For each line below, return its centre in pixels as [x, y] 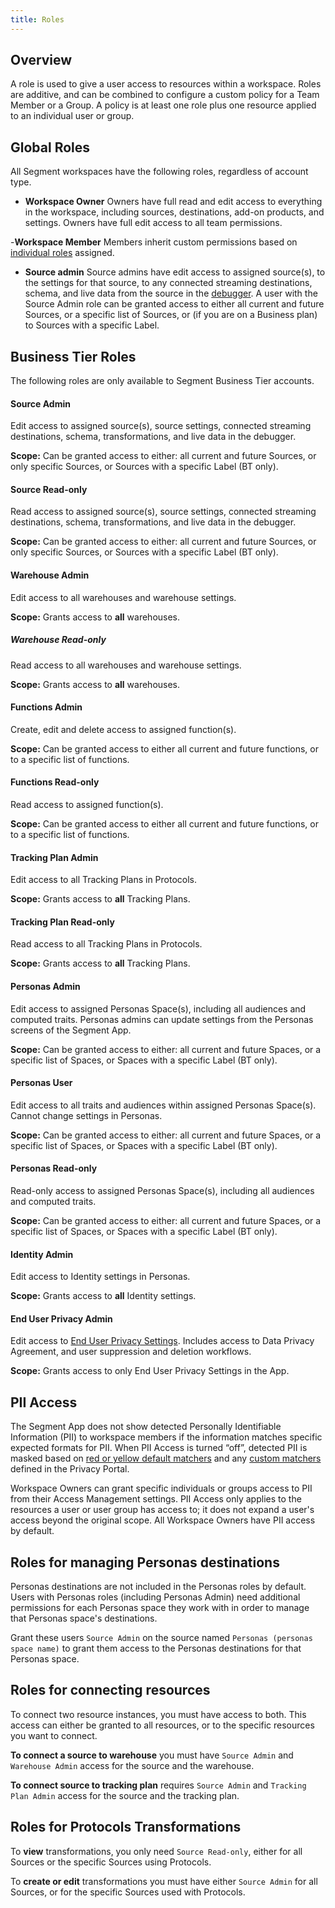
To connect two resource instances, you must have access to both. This [158, 1714]
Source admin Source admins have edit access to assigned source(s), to [175, 272]
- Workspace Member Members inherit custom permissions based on [154, 242]
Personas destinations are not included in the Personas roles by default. [158, 1587]
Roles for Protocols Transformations [126, 1827]
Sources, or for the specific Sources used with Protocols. [128, 1892]
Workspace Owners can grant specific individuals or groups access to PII [161, 1488]
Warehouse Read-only [58, 640]
